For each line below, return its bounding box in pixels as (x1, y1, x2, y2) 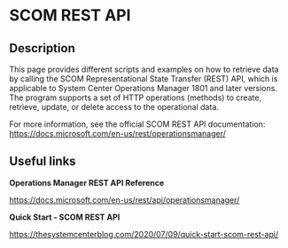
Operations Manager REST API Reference (9, 177, 165, 188)
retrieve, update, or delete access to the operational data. (9, 102, 220, 112)
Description (9, 41, 75, 56)
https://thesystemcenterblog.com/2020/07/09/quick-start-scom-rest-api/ (9, 229, 279, 239)
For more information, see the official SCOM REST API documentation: (9, 119, 266, 129)
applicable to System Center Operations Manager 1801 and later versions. (9, 83, 277, 93)
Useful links (9, 154, 77, 169)
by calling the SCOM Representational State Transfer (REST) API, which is (9, 74, 278, 84)
